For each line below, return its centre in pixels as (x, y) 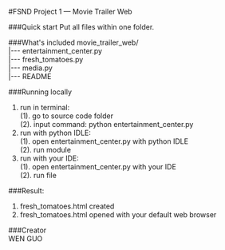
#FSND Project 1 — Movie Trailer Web (71, 12)
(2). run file (38, 175)
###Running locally (40, 92)
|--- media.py (31, 68)
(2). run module (45, 150)
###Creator (28, 230)
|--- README (30, 76)
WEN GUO (26, 238)
